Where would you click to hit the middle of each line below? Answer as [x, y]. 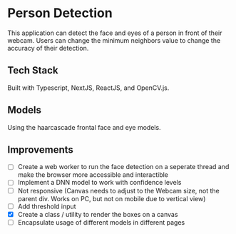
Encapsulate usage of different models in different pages [101, 222]
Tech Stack [33, 70]
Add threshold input [47, 206]
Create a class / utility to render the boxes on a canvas [98, 214]
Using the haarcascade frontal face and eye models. [84, 127]
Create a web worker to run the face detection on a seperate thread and [123, 167]
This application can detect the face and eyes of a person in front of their [115, 33]
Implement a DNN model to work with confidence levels [99, 183]
